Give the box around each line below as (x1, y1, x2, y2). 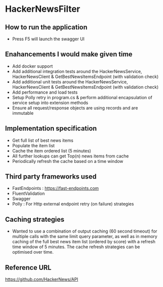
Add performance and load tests (12, 89, 78, 95)
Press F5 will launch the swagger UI (12, 36, 85, 42)
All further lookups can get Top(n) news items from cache (12, 153, 129, 159)
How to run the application (5, 23, 88, 31)
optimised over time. (12, 249, 54, 255)
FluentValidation (12, 190, 45, 197)
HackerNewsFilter (5, 3, 80, 15)
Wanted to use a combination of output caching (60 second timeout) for (12, 228, 158, 234)
